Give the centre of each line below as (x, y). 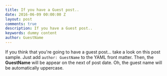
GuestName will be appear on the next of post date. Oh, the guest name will (84, 62)
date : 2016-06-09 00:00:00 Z (35, 14)
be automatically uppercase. (34, 67)
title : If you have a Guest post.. (42, 10)
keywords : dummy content (31, 33)
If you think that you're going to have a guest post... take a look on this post (83, 52)
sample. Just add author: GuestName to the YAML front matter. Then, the (79, 57)
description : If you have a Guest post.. (49, 28)
